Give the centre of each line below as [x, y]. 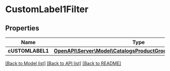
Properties [22, 28]
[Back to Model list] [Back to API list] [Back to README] [63, 63]
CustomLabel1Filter [47, 9]
